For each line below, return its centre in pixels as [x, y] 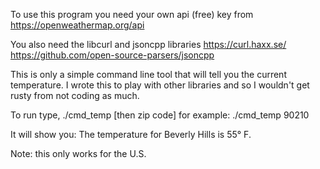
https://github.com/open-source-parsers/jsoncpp [112, 55]
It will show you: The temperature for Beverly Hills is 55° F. [131, 134]
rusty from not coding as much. [75, 95]
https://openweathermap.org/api [77, 25]
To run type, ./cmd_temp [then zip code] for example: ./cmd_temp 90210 [160, 115]
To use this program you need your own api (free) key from [132, 14]
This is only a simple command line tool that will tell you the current [148, 74]
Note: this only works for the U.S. [78, 153]
